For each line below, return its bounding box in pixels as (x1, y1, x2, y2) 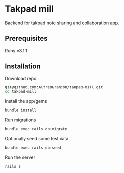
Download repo (5, 75, 37, 81)
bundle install (5, 108, 37, 113)
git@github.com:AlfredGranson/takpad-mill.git (5, 85, 103, 90)
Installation (5, 62, 41, 71)
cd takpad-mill (5, 89, 37, 94)
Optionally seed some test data (5, 136, 69, 142)
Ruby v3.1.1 (5, 47, 27, 53)
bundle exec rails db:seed (5, 145, 61, 150)
